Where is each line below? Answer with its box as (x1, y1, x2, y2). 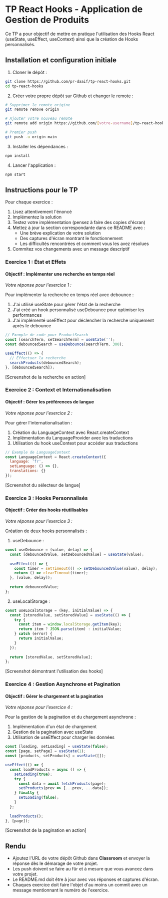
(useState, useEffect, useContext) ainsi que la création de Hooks (5, 36, 138, 42)
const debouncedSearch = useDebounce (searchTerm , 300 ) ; (5, 342, 124, 347)
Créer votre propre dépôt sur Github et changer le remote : (12, 93, 133, 99)
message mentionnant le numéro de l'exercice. (12, 887, 109, 893)
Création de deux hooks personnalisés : (5, 528, 87, 534)
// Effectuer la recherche (9, 355, 66, 360)
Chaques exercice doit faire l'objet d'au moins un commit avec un (12, 882, 147, 888)
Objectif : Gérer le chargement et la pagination (5, 693, 103, 699)
